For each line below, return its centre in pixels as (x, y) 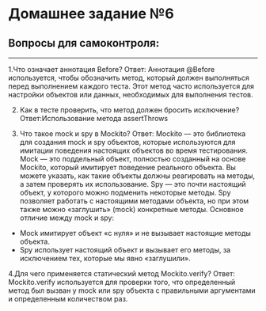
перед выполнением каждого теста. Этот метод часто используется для (131, 86)
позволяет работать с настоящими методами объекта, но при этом (134, 201)
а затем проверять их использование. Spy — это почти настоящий (133, 184)
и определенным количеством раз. (68, 299)
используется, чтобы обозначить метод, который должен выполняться (129, 78)
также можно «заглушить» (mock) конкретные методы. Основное (131, 209)
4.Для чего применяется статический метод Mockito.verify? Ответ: (122, 273)
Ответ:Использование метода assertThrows (94, 118)
